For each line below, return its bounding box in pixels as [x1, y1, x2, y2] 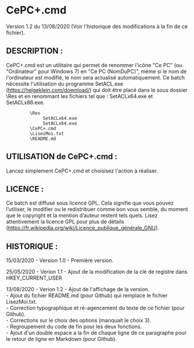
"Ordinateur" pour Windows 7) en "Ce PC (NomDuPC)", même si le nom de [6, 68, 187, 75]
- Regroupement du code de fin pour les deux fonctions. [6, 323, 142, 330]
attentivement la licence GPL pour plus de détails [6, 218, 125, 225]
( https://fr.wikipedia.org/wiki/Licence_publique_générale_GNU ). [6, 225, 159, 232]
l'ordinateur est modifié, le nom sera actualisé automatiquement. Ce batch [6, 74, 185, 81]
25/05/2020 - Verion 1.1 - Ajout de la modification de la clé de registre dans [6, 268, 188, 275]
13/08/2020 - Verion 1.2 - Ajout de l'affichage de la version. [6, 286, 149, 293]
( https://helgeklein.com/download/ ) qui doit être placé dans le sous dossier [6, 86, 188, 94]
